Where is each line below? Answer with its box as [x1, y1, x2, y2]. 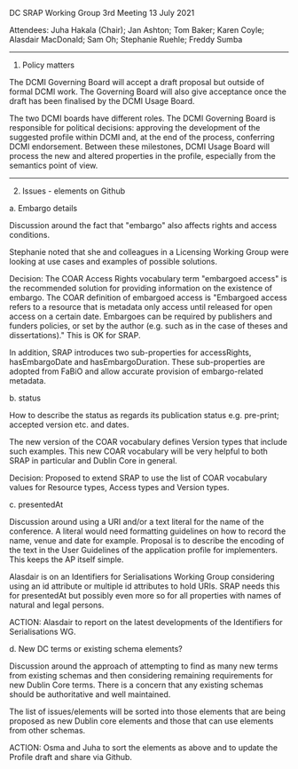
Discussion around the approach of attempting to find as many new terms [9, 661, 278, 671]
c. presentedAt [9, 499, 64, 510]
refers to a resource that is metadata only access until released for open [9, 302, 273, 312]
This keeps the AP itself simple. [9, 554, 124, 565]
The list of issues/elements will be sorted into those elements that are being [9, 706, 286, 717]
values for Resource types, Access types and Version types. [9, 482, 230, 492]
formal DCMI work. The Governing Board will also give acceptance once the [9, 86, 286, 97]
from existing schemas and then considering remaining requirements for [9, 670, 273, 680]
